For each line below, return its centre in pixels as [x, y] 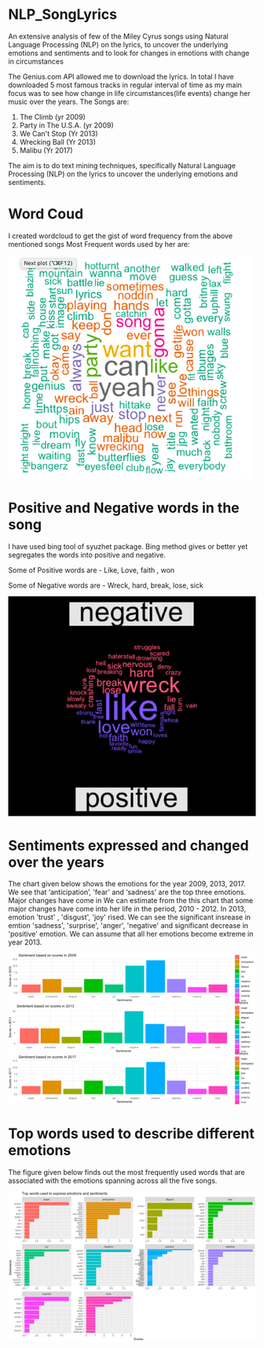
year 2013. [25, 942]
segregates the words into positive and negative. [87, 554]
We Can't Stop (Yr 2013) [59, 133]
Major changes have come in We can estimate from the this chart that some [131, 901]
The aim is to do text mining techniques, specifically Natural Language [122, 165]
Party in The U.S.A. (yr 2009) [66, 125]
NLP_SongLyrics [63, 15]
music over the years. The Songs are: [69, 101]
